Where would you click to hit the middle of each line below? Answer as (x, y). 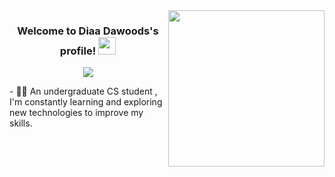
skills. (21, 123)
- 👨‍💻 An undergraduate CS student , (83, 91)
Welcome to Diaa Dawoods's (88, 31)
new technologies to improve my (76, 113)
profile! (78, 51)
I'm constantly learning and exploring (86, 102)
